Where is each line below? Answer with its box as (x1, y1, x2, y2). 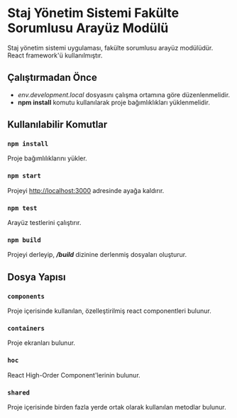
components (7, 292, 45, 300)
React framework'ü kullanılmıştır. (7, 51, 103, 60)
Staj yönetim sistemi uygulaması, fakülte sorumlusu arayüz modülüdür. (7, 43, 214, 52)
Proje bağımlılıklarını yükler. (7, 154, 87, 163)
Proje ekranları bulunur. (7, 339, 76, 347)
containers (7, 324, 45, 332)
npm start (7, 172, 41, 180)
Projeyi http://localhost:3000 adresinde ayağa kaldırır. (7, 186, 165, 194)
